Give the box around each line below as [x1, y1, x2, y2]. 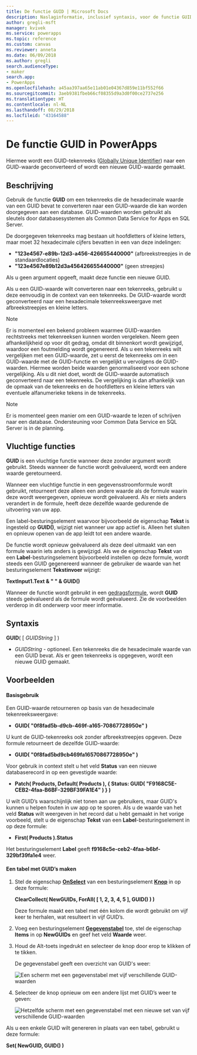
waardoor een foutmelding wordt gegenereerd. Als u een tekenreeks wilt [6, 346, 182, 353]
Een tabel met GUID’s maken [6, 865, 77, 872]
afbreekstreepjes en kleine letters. [6, 304, 89, 311]
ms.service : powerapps [6, 31, 62, 36]
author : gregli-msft [6, 19, 57, 25]
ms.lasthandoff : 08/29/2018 [6, 107, 75, 113]
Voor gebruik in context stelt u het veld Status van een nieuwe [6, 762, 157, 770]
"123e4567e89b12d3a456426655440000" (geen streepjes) [14, 263, 165, 269]
